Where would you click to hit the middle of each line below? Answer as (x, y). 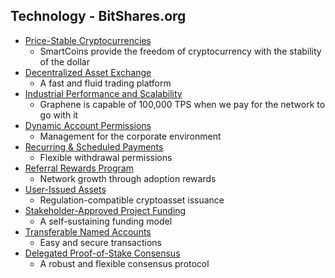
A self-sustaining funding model (106, 221)
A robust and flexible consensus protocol (124, 263)
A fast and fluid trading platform (105, 83)
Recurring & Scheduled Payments (94, 146)
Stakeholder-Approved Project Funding (105, 210)
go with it (59, 115)
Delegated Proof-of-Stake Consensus (102, 253)
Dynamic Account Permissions (88, 125)
